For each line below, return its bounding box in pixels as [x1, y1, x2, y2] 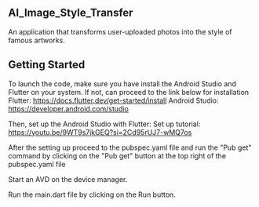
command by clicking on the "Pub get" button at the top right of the [8, 151, 226, 160]
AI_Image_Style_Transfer [8, 6, 133, 20]
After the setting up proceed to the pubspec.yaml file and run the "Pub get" [8, 143, 252, 152]
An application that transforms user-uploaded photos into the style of [8, 27, 232, 36]
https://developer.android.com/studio [8, 103, 129, 113]
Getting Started [8, 58, 86, 71]
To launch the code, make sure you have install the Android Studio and [8, 78, 237, 89]
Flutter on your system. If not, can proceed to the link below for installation [8, 87, 250, 96]
